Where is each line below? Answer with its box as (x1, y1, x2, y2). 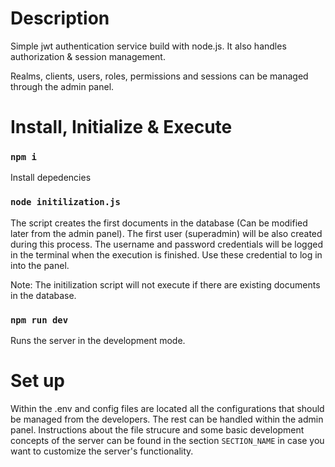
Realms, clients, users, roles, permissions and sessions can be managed (10, 70, 309, 82)
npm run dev (10, 314, 69, 326)
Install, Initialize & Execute (10, 116, 233, 139)
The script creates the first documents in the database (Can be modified (10, 217, 308, 229)
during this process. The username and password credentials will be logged (10, 238, 323, 250)
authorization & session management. (10, 50, 166, 62)
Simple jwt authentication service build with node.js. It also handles (10, 40, 287, 52)
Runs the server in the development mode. (10, 335, 186, 347)
